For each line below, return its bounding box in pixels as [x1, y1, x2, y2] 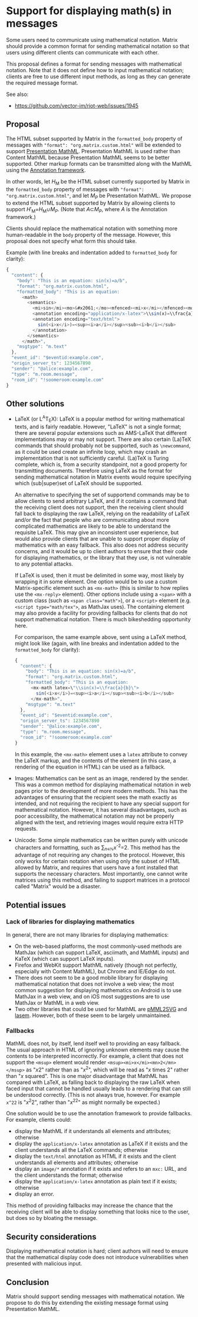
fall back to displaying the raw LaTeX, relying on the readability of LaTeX [14, 510, 190, 517]
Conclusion [6, 1277, 49, 1287]
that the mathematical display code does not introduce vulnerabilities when [6, 1254, 189, 1261]
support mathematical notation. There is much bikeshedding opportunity [14, 615, 191, 622]
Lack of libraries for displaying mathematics [6, 918, 135, 926]
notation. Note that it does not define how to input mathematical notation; [6, 66, 184, 73]
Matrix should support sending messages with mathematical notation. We [6, 1293, 184, 1300]
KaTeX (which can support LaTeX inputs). [14, 955, 115, 962]
